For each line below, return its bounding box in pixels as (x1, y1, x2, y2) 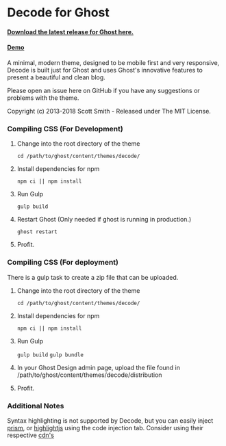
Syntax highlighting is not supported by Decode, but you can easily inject (7, 416, 214, 425)
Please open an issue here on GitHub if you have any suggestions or (7, 86, 200, 94)
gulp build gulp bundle (16, 351, 84, 358)
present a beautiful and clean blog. (7, 73, 106, 81)
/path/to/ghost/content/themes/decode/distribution (16, 371, 162, 379)
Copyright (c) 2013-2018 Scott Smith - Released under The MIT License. (7, 107, 211, 115)
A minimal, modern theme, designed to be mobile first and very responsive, (7, 58, 220, 66)
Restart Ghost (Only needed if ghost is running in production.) (16, 215, 192, 224)
